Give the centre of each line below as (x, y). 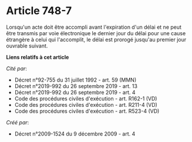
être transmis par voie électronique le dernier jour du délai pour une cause (96, 33)
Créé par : (18, 122)
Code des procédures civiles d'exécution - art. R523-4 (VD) (87, 111)
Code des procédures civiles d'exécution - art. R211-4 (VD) (86, 104)
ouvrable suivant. (27, 46)
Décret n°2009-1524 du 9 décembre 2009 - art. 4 (75, 134)
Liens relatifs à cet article (38, 57)
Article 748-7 (39, 11)
